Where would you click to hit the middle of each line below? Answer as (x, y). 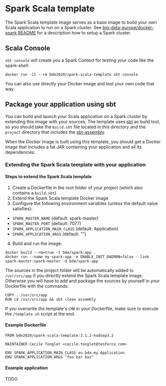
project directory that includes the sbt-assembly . (55, 132)
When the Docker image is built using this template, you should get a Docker (83, 142)
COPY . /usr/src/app (26, 295)
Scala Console (28, 48)
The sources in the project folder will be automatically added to (69, 270)
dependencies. (20, 152)
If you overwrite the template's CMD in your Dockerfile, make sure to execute (82, 309)
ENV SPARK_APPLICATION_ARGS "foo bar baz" (49, 357)
